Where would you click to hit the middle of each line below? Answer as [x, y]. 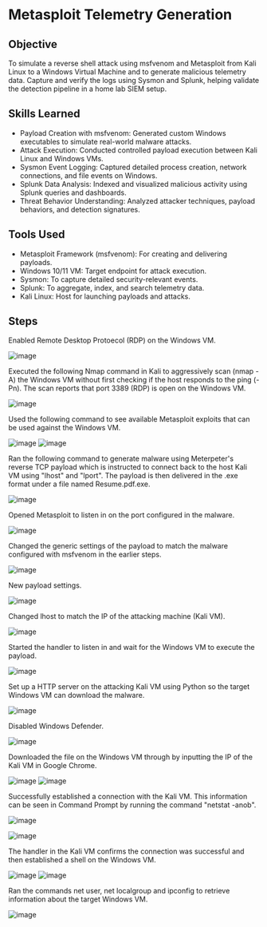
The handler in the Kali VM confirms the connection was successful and [126, 851]
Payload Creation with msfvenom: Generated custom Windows [123, 133]
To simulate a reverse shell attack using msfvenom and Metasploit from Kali [132, 63]
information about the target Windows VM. [78, 899]
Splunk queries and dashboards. [73, 192]
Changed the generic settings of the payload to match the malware [118, 546]
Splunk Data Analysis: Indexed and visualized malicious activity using [133, 184]
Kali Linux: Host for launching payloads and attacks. [105, 296]
